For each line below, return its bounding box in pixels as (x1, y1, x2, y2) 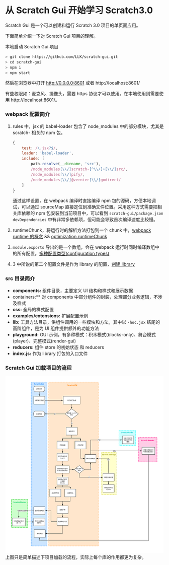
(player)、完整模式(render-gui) (12, 338, 76, 344)
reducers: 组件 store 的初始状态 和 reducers (12, 344, 104, 350)
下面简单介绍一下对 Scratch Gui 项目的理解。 (5, 33, 98, 39)
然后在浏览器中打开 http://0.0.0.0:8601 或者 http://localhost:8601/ (5, 80, 140, 86)
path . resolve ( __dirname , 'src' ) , (31, 162, 101, 167)
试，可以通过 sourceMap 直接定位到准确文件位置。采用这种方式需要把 (12, 204, 158, 210)
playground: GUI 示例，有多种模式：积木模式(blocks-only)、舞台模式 (12, 331, 156, 337)
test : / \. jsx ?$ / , (22, 146, 58, 151)
